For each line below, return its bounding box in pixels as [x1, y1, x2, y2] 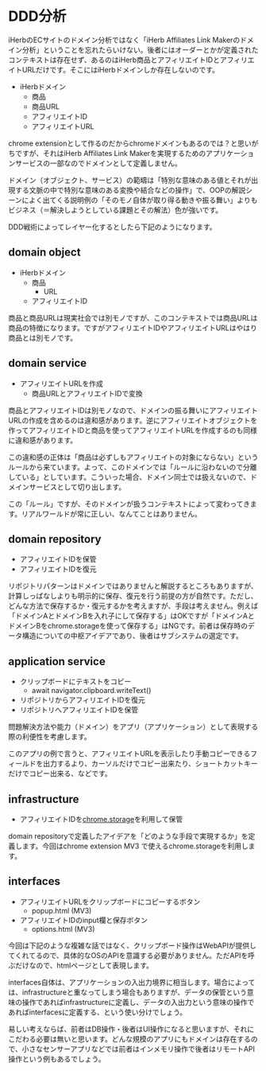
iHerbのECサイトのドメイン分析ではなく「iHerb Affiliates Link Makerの [8, 35, 241, 45]
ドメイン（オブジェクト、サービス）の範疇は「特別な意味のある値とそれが [8, 175, 252, 185]
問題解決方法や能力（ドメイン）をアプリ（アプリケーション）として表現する [8, 722, 259, 732]
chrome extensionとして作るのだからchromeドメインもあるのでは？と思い [8, 138, 252, 148]
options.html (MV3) [31, 924, 95, 933]
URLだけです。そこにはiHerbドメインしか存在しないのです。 [21, 64, 220, 74]
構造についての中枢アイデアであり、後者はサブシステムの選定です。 [21, 631, 244, 641]
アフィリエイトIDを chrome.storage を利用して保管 [19, 815, 183, 824]
